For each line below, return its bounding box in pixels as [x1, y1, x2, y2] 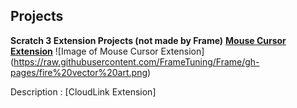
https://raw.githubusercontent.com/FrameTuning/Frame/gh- [13, 55, 260, 68]
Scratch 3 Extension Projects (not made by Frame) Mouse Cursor [10, 34, 287, 46]
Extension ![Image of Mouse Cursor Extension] [10, 45, 205, 57]
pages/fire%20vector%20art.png [10, 66, 148, 78]
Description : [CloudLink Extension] [10, 85, 157, 98]
